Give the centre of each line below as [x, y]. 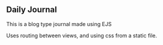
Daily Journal [32, 10]
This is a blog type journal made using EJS [59, 24]
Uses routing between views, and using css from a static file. [82, 36]
